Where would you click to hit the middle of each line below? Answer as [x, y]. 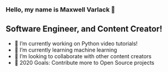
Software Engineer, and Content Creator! [84, 29]
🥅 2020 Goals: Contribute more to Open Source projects [84, 62]
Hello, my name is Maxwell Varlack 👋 [60, 10]
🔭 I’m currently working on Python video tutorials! [76, 43]
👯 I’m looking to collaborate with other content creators [83, 56]
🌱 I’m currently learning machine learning [66, 50]
